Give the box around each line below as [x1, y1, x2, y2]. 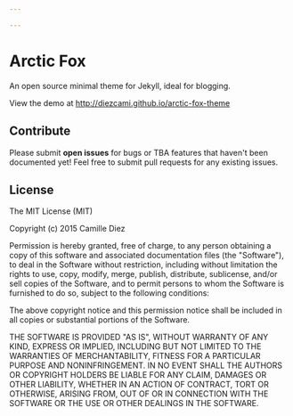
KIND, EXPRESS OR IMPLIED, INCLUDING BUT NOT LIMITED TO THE [9, 341, 262, 352]
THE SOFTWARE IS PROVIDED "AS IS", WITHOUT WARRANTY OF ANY [9, 331, 269, 343]
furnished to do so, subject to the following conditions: [9, 288, 209, 298]
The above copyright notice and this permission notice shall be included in [9, 305, 282, 316]
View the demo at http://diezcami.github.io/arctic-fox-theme [9, 97, 231, 108]
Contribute [9, 124, 71, 139]
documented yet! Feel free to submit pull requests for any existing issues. [9, 157, 279, 167]
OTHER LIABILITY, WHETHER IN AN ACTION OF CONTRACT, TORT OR [9, 379, 269, 390]
